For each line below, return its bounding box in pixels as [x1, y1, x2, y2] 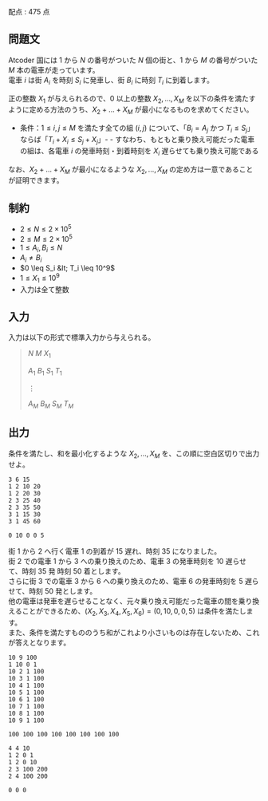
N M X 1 [27, 349, 52, 361]
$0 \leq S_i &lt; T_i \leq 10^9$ [19, 263, 116, 273]
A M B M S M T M [27, 398, 74, 410]
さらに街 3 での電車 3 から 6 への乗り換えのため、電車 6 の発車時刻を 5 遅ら [8, 577, 259, 586]
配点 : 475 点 [8, 7, 50, 16]
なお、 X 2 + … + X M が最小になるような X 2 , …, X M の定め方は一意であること [8, 164, 254, 176]
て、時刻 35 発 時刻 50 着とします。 [8, 566, 125, 576]
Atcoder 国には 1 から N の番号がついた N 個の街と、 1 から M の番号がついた [8, 55, 258, 65]
